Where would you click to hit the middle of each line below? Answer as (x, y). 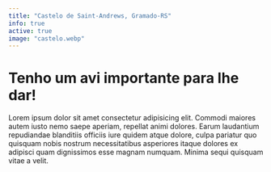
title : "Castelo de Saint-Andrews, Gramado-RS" (90, 16)
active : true (30, 31)
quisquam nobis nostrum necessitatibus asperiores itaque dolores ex (123, 144)
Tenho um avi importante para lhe (124, 78)
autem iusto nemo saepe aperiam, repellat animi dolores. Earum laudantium (134, 127)
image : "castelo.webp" (47, 38)
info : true (27, 23)
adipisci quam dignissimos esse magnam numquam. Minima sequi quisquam (136, 152)
